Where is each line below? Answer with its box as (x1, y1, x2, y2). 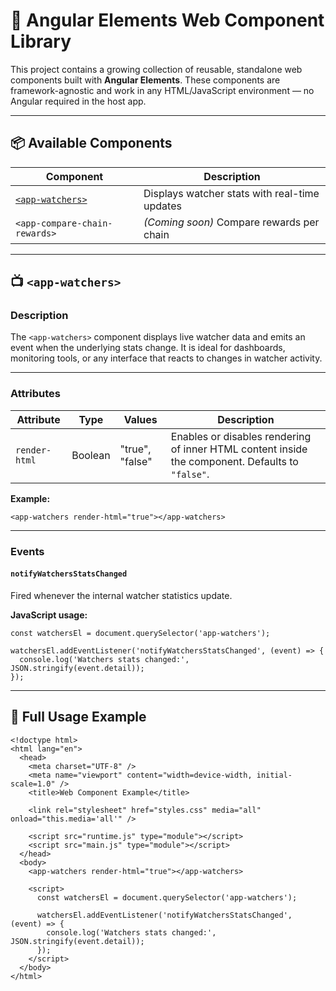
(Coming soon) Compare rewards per (143, 215, 320, 229)
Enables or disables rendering (170, 429, 312, 443)
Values (123, 412, 158, 426)
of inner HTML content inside (170, 442, 308, 456)
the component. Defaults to (170, 454, 299, 468)
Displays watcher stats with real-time (143, 186, 320, 200)
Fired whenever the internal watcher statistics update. (10, 589, 233, 601)
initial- (256, 770, 293, 780)
